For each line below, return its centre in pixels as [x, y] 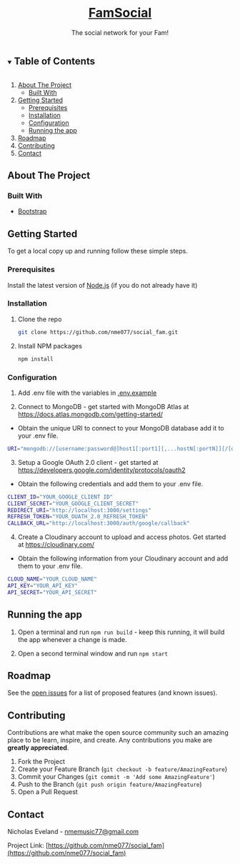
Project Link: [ [28, 845]
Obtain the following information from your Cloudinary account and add [123, 558]
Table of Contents [54, 61]
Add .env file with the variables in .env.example [87, 393]
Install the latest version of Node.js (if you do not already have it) [102, 285]
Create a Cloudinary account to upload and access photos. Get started [122, 537]
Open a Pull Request [48, 792]
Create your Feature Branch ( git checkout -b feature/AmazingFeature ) [122, 769]
